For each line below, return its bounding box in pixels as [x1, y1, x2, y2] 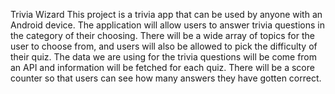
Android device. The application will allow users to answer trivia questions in [10, 19, 325, 31]
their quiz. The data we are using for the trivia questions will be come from [10, 51, 318, 63]
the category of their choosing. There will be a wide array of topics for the [10, 30, 315, 41]
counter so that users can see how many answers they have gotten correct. [10, 72, 322, 84]
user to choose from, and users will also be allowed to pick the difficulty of [10, 40, 318, 52]
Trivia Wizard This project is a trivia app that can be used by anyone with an [10, 9, 323, 20]
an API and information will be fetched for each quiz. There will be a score [10, 62, 315, 73]
